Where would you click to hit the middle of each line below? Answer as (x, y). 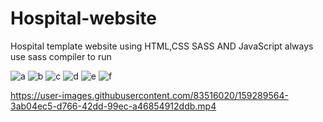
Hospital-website (84, 18)
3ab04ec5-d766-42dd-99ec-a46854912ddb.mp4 (113, 106)
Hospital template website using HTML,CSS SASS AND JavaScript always (162, 46)
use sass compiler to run (61, 56)
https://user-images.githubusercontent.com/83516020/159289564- (149, 95)
